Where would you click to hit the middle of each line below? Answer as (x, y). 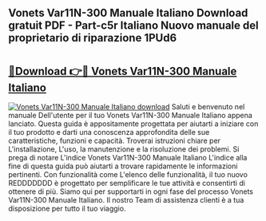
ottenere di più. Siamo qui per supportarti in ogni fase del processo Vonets (131, 191)
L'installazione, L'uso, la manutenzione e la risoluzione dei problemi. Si (124, 149)
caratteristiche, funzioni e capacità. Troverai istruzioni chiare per (115, 140)
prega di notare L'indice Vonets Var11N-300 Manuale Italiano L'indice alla (128, 158)
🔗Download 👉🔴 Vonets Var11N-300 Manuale (123, 71)
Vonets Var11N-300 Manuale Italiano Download (128, 13)
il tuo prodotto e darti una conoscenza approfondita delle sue (109, 132)
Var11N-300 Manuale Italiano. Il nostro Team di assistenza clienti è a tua (126, 200)
